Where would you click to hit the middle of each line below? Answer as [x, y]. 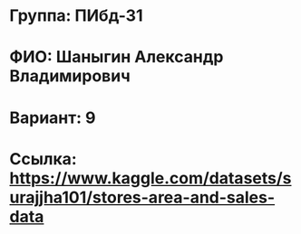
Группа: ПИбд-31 [76, 16]
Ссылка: [43, 159]
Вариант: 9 [53, 117]
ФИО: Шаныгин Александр [117, 57]
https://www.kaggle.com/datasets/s [150, 178]
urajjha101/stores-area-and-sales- [142, 197]
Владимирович [70, 76]
